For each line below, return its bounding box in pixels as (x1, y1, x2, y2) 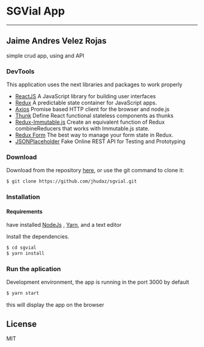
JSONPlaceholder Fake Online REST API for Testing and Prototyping (15, 138, 186, 145)
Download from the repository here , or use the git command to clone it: (6, 167, 185, 174)
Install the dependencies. (6, 233, 70, 240)
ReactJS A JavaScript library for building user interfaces (15, 93, 156, 100)
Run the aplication (6, 265, 61, 274)
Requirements (6, 207, 43, 215)
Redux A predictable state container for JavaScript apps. (15, 99, 157, 107)
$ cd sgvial (6, 244, 36, 251)
